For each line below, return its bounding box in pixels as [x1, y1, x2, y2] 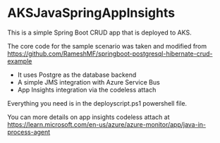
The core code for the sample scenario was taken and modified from [7, 42, 207, 50]
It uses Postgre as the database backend [17, 70, 137, 79]
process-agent [7, 128, 51, 136]
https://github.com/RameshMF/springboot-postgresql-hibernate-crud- [7, 49, 213, 58]
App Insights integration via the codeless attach [17, 85, 157, 94]
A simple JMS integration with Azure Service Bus [17, 77, 160, 86]
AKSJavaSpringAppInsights [7, 5, 175, 21]
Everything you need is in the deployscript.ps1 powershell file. [7, 99, 188, 107]
